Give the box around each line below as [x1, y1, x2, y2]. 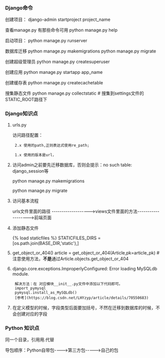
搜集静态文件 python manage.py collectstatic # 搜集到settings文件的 [5, 90, 144, 96]
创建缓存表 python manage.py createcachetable [5, 80, 103, 86]
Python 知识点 [5, 324, 40, 331]
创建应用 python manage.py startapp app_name [5, 69, 103, 75]
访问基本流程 [12, 197, 39, 204]
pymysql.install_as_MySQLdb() [14, 290, 77, 295]
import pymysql [14, 286, 46, 291]
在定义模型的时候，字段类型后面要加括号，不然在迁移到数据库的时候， [12, 304, 156, 310]
